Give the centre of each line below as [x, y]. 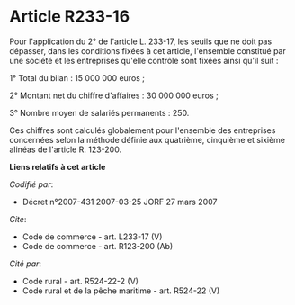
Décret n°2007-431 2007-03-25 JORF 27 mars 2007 [120, 202]
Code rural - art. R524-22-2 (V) [80, 281]
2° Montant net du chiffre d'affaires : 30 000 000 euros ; [114, 95]
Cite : [18, 219]
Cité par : [26, 264]
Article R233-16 [70, 17]
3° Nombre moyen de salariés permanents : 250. [99, 112]
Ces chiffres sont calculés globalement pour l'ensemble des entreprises [143, 130]
